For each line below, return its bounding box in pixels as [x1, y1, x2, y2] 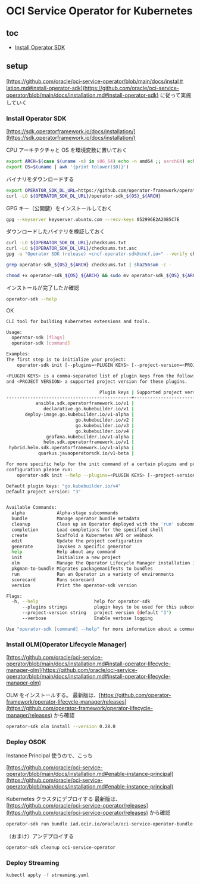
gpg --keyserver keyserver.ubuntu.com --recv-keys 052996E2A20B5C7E [6, 216, 180, 222]
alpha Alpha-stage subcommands [11, 510, 118, 516]
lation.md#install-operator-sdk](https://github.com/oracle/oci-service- [6, 84, 180, 91]
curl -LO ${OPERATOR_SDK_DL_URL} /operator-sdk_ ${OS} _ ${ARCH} [6, 193, 161, 199]
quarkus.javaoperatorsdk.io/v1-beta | [37, 450, 135, 456]
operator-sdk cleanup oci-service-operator [6, 845, 116, 851]
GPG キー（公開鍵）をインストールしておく [6, 204, 112, 211]
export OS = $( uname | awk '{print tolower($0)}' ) [6, 164, 129, 170]
